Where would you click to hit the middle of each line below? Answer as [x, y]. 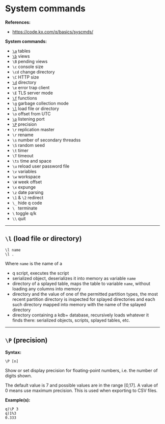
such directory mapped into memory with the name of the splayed [79, 304]
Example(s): [18, 400]
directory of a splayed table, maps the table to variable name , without [81, 283]
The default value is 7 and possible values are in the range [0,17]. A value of [82, 385]
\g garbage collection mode [40, 103]
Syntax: [13, 352]
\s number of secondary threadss [46, 140]
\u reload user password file [41, 166]
